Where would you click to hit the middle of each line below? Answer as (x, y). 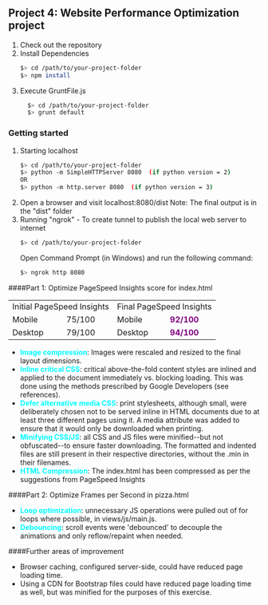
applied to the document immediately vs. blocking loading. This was (131, 378)
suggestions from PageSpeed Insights (83, 479)
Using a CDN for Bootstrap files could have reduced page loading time (136, 583)
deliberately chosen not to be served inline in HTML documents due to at (140, 411)
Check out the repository (61, 45)
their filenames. (45, 462)
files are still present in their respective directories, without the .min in (134, 453)
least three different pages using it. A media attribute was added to (130, 420)
